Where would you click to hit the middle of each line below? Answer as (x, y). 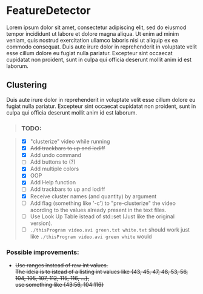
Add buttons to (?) (53, 162)
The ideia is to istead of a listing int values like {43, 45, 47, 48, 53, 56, (101, 272)
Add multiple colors (55, 169)
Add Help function (53, 182)
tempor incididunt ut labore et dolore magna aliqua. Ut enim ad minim (93, 33)
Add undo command (56, 155)
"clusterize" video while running (70, 142)
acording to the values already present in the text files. (98, 210)
